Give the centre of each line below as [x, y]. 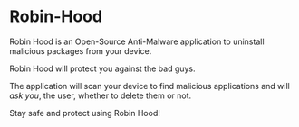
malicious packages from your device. [81, 50]
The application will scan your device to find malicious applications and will [149, 86]
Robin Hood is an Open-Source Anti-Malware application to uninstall [137, 41]
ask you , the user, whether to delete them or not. [101, 95]
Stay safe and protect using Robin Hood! [85, 113]
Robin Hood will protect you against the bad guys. [103, 68]
